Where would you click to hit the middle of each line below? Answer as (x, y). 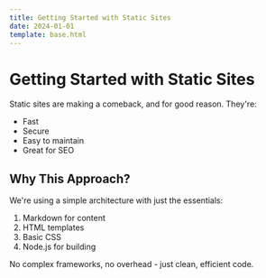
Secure (36, 131)
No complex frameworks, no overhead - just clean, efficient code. (132, 264)
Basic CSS (41, 237)
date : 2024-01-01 (42, 26)
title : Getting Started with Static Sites (90, 18)
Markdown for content (64, 218)
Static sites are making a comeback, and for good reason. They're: (133, 104)
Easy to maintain (53, 141)
